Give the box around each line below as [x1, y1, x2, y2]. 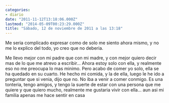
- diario [5, 12, 24, 17]
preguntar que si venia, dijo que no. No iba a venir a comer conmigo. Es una [5, 76, 163, 82]
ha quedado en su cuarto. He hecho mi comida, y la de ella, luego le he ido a [5, 71, 164, 77]
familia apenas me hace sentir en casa [5, 92, 85, 98]
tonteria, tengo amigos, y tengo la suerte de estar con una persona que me [5, 81, 161, 88]
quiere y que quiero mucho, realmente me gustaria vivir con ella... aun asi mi [5, 87, 164, 93]
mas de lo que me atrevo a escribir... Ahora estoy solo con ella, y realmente [5, 60, 161, 66]
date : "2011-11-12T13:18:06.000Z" [5, 17, 78, 22]
